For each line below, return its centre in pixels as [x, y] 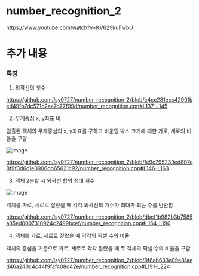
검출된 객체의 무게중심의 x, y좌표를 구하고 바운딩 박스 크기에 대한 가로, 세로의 [96, 131]
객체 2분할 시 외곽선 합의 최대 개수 [55, 181]
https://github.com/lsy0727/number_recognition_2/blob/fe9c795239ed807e [99, 162]
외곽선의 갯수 [30, 88]
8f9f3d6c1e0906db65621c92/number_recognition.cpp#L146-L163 [88, 168]
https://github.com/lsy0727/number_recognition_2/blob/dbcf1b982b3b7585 [99, 217]
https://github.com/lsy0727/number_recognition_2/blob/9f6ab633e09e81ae [99, 260]
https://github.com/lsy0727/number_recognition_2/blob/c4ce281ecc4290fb [99, 100]
